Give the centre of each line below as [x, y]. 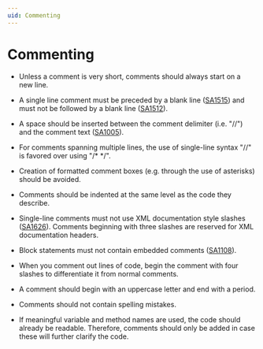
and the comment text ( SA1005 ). [71, 132]
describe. [34, 202]
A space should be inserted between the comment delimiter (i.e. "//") [131, 124]
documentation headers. [59, 235]
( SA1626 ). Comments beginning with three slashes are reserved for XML [136, 226]
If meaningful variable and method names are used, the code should [130, 319]
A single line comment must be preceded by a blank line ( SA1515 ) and [131, 100]
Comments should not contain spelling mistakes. [97, 304]
